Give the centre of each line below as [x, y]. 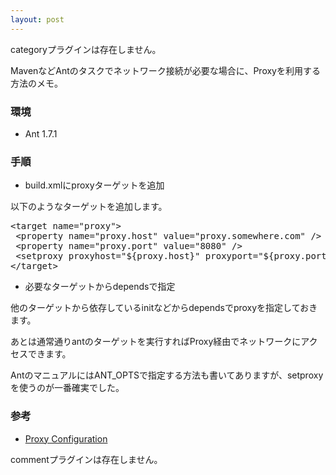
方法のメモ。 [36, 83]
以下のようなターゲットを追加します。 [89, 207]
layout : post [37, 19]
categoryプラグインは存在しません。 [86, 49]
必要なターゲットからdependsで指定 [100, 287]
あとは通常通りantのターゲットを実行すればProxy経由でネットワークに [156, 342]
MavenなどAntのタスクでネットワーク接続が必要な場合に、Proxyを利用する [165, 70]
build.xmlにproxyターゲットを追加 [94, 185]
